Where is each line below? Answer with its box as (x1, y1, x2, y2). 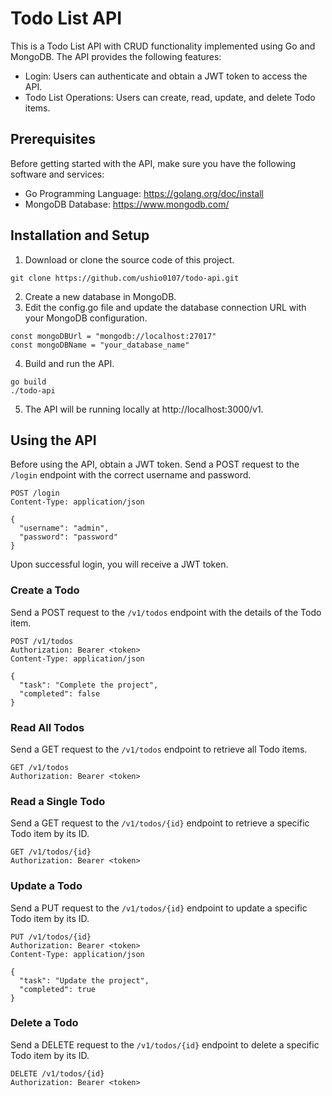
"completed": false (19, 688, 101, 699)
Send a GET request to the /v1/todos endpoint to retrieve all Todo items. (10, 743, 308, 755)
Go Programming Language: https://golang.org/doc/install (24, 187, 264, 199)
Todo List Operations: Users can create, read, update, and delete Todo (24, 91, 316, 103)
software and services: (10, 168, 105, 180)
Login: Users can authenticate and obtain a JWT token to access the (24, 70, 308, 82)
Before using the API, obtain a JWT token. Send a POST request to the (10, 458, 300, 471)
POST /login (10, 488, 60, 499)
